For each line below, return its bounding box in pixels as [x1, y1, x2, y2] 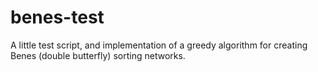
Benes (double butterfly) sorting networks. [10, 49, 186, 61]
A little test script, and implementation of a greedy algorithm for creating [10, 39, 308, 51]
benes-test [10, 6, 105, 29]
